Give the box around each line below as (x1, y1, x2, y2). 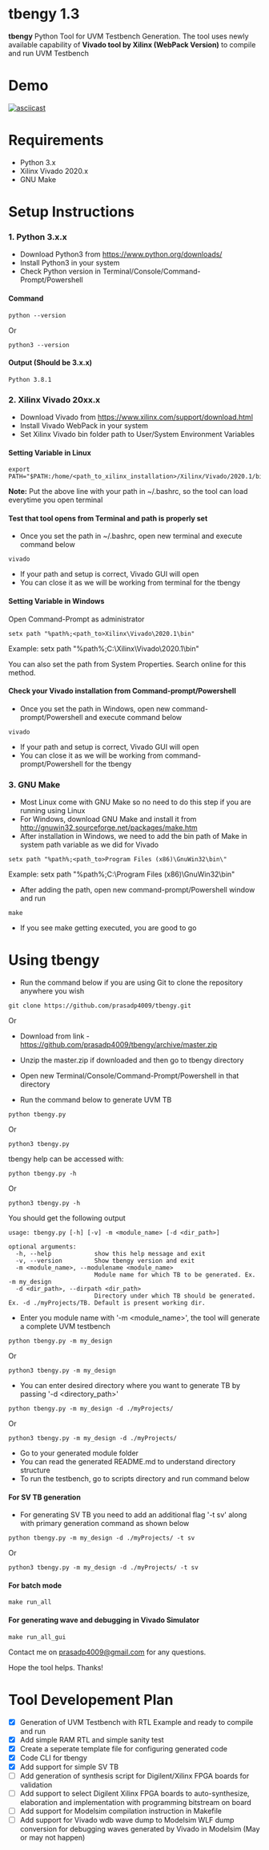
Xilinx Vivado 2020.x (19, 166, 89, 176)
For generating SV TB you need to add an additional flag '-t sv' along (19, 1510, 247, 1520)
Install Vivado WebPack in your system (19, 421, 148, 430)
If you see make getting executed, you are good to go (19, 923, 197, 933)
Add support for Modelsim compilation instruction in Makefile (19, 1806, 223, 1816)
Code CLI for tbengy (19, 1753, 88, 1763)
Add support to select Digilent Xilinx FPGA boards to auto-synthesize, (19, 1788, 250, 1798)
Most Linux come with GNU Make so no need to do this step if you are (19, 797, 251, 807)
